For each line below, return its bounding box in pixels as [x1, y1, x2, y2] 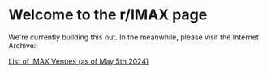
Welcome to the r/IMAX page [8, 6, 208, 24]
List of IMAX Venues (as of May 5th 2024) [8, 56, 149, 66]
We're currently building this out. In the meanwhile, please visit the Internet [8, 32, 260, 42]
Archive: [8, 40, 37, 50]
